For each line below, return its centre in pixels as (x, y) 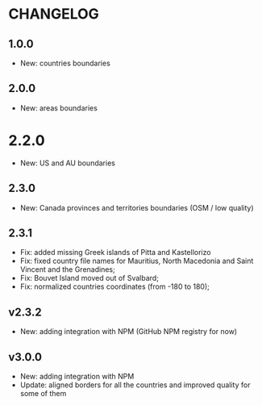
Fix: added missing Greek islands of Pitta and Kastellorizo (115, 253)
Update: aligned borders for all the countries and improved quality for (135, 385)
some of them (43, 393)
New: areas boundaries (59, 108)
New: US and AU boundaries (67, 163)
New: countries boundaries (65, 63)
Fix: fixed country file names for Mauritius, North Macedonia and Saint (137, 261)
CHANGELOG (54, 14)
